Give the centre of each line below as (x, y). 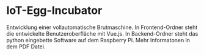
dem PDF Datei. (26, 47)
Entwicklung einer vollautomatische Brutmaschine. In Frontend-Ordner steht (102, 27)
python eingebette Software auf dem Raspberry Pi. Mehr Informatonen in (98, 40)
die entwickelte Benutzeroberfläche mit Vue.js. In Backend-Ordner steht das (102, 33)
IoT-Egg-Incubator (54, 11)
